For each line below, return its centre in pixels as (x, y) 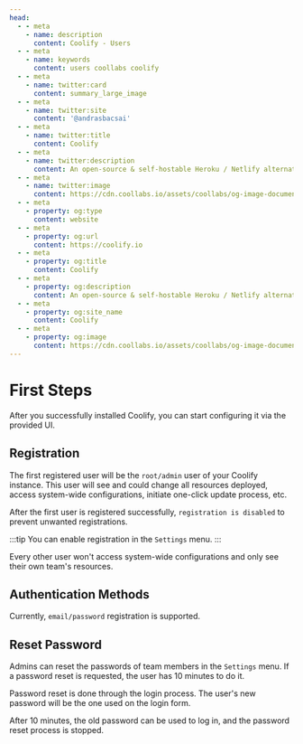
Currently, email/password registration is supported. (105, 617)
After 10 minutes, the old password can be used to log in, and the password (150, 720)
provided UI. (32, 425)
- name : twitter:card (66, 85)
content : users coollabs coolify (96, 69)
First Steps (51, 390)
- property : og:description (78, 287)
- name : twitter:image (68, 186)
